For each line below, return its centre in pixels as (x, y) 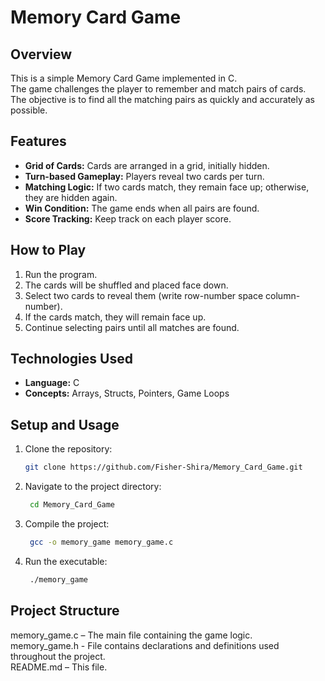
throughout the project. (58, 656)
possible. (29, 110)
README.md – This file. (59, 667)
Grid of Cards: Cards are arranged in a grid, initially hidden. (147, 165)
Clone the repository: (68, 449)
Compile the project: (67, 524)
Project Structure (65, 611)
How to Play (48, 250)
